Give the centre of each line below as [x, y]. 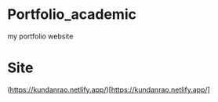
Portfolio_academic [72, 15]
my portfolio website [40, 36]
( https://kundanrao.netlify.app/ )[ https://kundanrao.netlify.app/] [109, 89]
